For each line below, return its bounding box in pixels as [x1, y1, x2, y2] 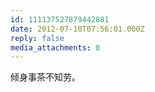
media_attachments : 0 [10, 42, 101, 53]
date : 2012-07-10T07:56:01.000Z [10, 24, 145, 34]
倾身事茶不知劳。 [10, 71, 81, 83]
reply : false [10, 33, 65, 43]
